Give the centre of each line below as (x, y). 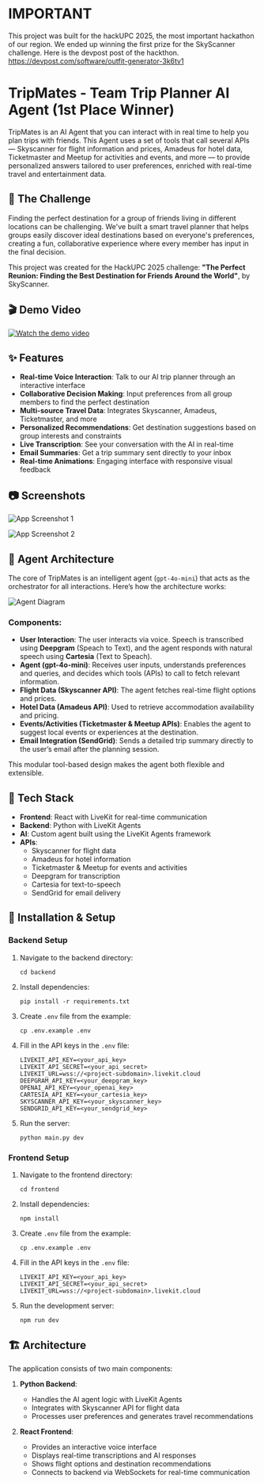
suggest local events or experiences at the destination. (109, 732)
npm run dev (39, 1320)
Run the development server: (67, 1306)
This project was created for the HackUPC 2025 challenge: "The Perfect (127, 267)
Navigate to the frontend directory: (76, 1175)
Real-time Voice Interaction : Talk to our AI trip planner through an (127, 377)
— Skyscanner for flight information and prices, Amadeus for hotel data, (126, 148)
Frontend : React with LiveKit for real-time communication (113, 817)
